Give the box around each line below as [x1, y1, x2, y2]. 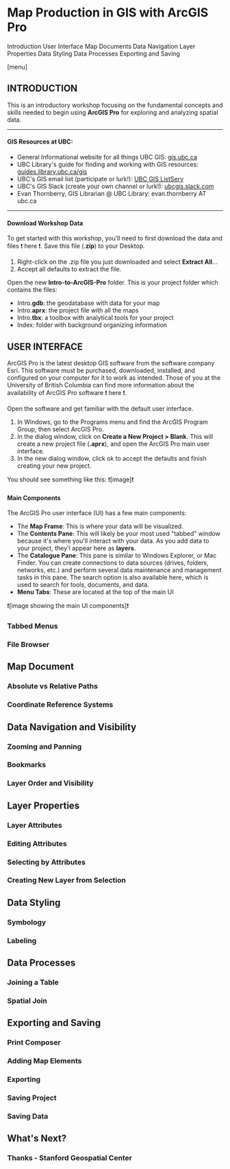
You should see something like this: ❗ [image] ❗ [7, 475, 134, 484]
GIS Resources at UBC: [7, 137, 73, 146]
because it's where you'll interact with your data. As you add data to [16, 537, 209, 545]
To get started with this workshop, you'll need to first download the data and [7, 234, 222, 242]
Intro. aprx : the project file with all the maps [16, 306, 139, 315]
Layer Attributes [7, 820, 63, 830]
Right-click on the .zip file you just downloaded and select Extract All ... [16, 258, 218, 266]
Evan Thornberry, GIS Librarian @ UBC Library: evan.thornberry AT [16, 189, 207, 197]
